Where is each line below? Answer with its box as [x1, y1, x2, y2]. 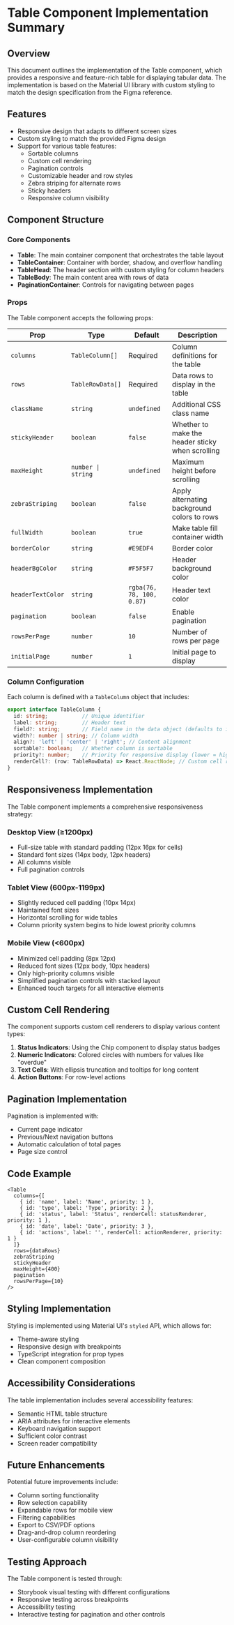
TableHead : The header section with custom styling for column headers [17, 265, 224, 274]
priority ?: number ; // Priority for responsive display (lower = [13, 751, 217, 758]
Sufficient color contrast [17, 1432, 87, 1440]
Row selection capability [17, 1499, 88, 1507]
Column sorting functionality [17, 1491, 100, 1499]
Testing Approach [7, 1556, 87, 1568]
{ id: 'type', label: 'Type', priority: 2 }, [19, 1204, 155, 1211]
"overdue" [17, 1058, 47, 1067]
